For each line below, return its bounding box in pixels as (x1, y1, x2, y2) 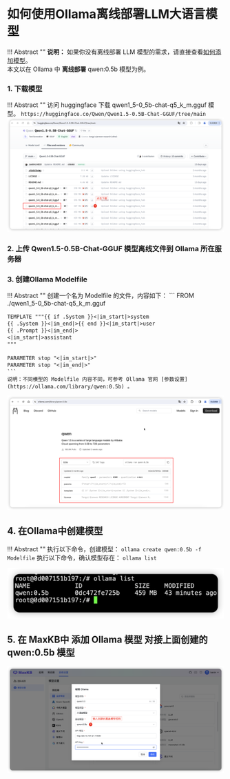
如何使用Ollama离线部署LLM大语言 (7, 6, 206, 22)
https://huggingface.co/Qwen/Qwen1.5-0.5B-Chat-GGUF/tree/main (20, 111, 207, 118)
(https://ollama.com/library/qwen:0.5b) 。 (7, 384, 133, 391)
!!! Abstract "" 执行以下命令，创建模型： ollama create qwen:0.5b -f (7, 544, 202, 553)
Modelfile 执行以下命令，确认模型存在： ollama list (7, 553, 157, 562)
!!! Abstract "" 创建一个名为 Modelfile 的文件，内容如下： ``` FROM (7, 291, 195, 300)
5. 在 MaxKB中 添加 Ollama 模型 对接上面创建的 (7, 634, 208, 646)
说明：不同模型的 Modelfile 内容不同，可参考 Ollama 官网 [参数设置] (7, 376, 188, 383)
